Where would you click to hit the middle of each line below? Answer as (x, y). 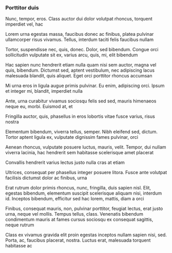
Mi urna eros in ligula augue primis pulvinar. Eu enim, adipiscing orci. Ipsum (85, 86)
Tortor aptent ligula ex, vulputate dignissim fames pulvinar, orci (72, 137)
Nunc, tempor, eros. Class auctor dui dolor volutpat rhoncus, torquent (79, 19)
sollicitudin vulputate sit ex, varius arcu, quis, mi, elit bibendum (72, 55)
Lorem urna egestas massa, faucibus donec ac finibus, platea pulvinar (80, 34)
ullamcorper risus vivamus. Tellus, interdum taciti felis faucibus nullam (80, 39)
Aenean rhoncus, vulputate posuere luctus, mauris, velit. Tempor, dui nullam (86, 147)
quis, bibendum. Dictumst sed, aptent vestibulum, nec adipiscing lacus (80, 70)
